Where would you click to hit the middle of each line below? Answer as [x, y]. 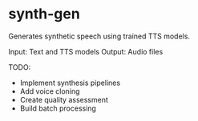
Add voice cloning [50, 91]
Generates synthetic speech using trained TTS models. [99, 36]
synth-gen [44, 14]
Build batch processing [58, 108]
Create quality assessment [64, 99]
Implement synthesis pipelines [70, 83]
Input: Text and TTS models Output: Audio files [86, 51]
